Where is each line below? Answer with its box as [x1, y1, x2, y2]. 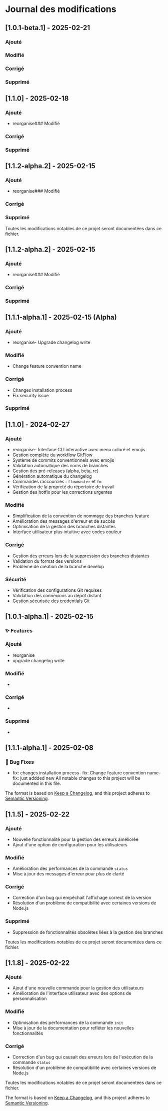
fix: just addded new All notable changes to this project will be [12, 775, 141, 781]
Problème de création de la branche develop [12, 563, 104, 569]
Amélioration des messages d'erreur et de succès [12, 518, 115, 524]
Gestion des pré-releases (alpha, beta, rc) [12, 468, 99, 474]
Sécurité [5, 576, 26, 583]
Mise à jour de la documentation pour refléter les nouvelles [12, 1024, 134, 1031]
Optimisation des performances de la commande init [12, 1019, 123, 1025]
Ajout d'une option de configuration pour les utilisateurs [12, 841, 127, 847]
